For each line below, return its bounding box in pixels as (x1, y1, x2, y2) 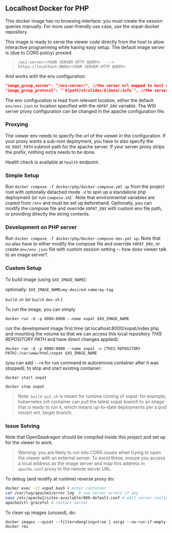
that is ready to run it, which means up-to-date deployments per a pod (17, 404, 167, 410)
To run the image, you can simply (5, 306, 76, 312)
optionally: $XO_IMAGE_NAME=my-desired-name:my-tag (5, 286, 114, 292)
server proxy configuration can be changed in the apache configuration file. (5, 108, 165, 114)
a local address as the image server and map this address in (17, 460, 145, 467)
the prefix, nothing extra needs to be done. (5, 149, 96, 155)
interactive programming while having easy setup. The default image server (5, 44, 165, 50)
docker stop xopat (5, 384, 45, 389)
